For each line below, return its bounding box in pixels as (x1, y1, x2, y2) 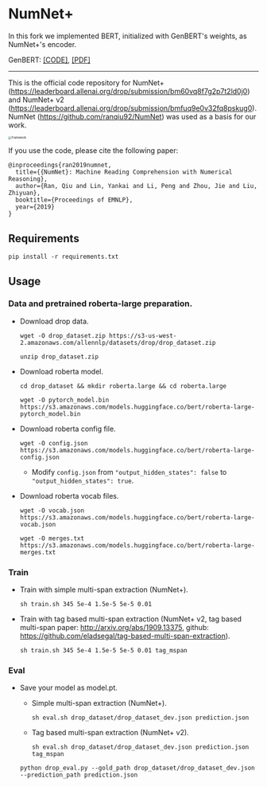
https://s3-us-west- (108, 331, 177, 339)
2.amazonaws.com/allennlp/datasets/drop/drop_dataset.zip (19, 339, 216, 347)
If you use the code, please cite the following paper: (8, 146, 179, 155)
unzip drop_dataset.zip (19, 352, 99, 361)
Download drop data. (19, 316, 89, 326)
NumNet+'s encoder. (8, 39, 77, 49)
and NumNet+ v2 (8, 95, 65, 104)
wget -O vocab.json (19, 507, 85, 515)
